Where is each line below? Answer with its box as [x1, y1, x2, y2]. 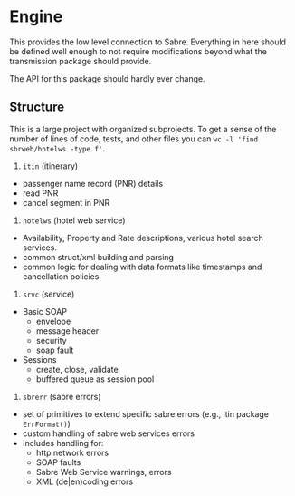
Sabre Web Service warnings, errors [35, 466, 172, 477]
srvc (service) [22, 288, 75, 299]
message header [35, 325, 100, 336]
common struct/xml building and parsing [22, 251, 175, 262]
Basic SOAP [22, 306, 68, 316]
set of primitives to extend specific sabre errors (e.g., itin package [22, 408, 270, 419]
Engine [9, 6, 63, 27]
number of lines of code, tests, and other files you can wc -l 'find [9, 133, 259, 144]
